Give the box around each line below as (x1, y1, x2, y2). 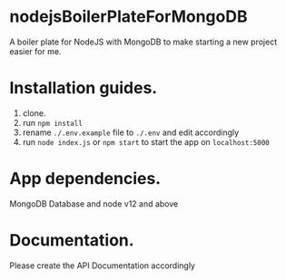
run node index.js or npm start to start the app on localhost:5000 (22, 136, 270, 147)
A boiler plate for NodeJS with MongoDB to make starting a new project (9, 36, 278, 47)
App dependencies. (9, 169, 162, 189)
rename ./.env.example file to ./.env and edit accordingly (22, 127, 240, 138)
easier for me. (9, 45, 62, 56)
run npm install (22, 117, 84, 128)
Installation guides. (9, 78, 158, 99)
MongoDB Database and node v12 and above (9, 198, 179, 209)
